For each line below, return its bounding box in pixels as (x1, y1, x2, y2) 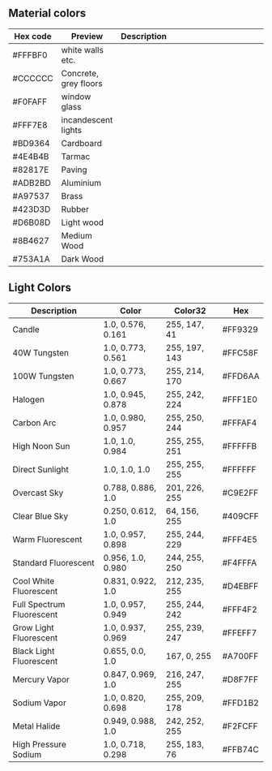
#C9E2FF (222, 487, 259, 498)
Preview (70, 30, 104, 41)
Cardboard (61, 137, 103, 149)
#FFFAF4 (222, 417, 257, 429)
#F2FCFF (222, 720, 258, 731)
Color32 (173, 304, 206, 316)
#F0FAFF (12, 96, 47, 107)
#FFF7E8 (12, 119, 48, 131)
